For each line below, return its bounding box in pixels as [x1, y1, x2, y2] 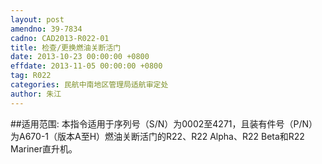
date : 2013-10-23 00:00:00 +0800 [10, 52, 150, 62]
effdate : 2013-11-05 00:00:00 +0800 [10, 61, 163, 71]
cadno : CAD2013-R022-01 [10, 33, 110, 43]
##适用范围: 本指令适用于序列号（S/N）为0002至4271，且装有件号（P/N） [10, 117, 318, 130]
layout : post [10, 14, 65, 25]
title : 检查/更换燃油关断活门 [10, 42, 122, 53]
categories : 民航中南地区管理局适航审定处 [10, 80, 169, 90]
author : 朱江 [10, 89, 62, 99]
